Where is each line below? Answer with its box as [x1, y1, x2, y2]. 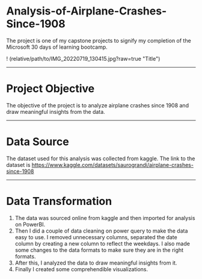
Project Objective [6, 82, 95, 96]
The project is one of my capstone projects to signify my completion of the [6, 37, 191, 44]
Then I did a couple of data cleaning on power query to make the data [14, 227, 188, 234]
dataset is [6, 161, 31, 168]
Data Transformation [6, 195, 112, 208]
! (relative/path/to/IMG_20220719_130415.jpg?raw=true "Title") [6, 55, 161, 62]
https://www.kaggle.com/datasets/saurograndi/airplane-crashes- [31, 161, 194, 168]
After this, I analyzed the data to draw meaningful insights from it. [14, 259, 177, 266]
